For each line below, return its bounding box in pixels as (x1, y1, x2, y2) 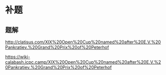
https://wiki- (5, 54, 30, 60)
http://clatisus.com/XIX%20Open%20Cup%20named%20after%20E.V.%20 (5, 39, 161, 45)
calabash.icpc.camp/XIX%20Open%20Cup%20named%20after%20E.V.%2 (5, 59, 162, 65)
